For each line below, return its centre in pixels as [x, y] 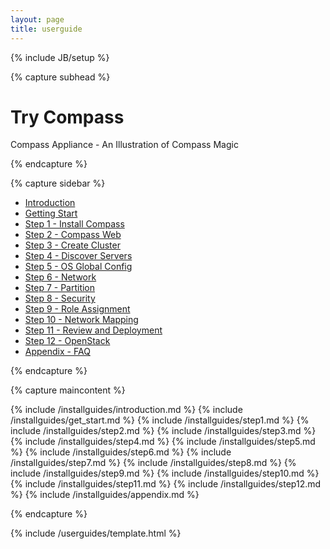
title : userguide [46, 29]
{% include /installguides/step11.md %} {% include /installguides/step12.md [166, 484]
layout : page [37, 19]
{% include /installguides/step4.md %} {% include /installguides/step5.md [163, 442]
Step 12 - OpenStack [67, 341]
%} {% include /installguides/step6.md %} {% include [121, 452]
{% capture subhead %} [60, 77]
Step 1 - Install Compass [74, 224]
